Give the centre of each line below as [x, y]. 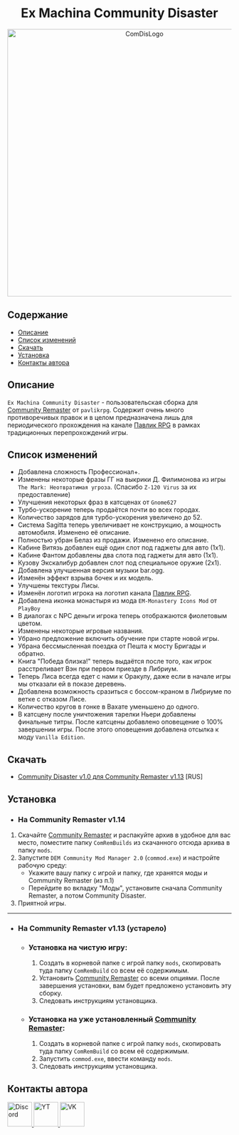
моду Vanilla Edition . [51, 737]
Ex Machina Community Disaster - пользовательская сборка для [103, 402]
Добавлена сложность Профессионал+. [79, 472]
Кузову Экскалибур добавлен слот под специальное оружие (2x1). [119, 563]
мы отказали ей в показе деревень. [72, 684]
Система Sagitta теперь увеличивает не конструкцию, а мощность [119, 525]
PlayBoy [29, 609]
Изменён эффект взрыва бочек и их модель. [85, 578]
